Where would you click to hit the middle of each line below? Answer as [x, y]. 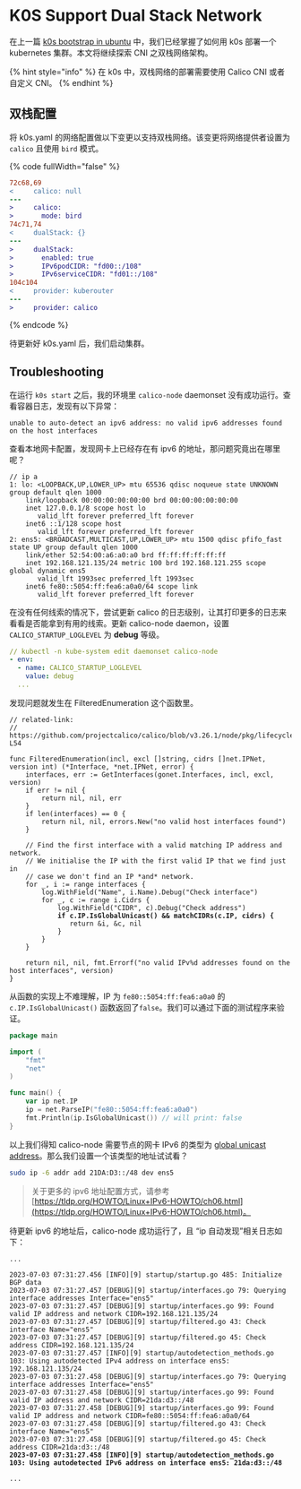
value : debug [50, 676]
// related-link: [42, 719]
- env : [21, 659]
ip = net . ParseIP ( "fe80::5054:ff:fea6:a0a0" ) [112, 1110]
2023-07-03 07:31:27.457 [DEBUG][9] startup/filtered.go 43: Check [138, 1321]
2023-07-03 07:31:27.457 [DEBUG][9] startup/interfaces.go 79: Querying [148, 1290]
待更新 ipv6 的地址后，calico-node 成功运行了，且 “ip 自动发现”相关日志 [142, 1231]
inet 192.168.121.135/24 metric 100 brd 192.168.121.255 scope [146, 563]
